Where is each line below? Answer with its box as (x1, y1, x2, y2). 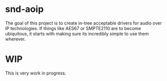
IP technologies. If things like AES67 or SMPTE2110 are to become (5, 25, 141, 31)
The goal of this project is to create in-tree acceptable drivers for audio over (5, 20, 162, 26)
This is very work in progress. (5, 70, 66, 76)
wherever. (5, 36, 26, 42)
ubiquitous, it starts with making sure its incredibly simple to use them (5, 30, 149, 36)
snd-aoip (5, 3, 44, 15)
